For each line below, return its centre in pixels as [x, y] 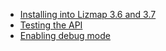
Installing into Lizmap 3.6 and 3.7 [88, 14]
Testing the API [51, 25]
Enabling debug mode [65, 35]
